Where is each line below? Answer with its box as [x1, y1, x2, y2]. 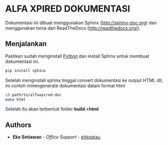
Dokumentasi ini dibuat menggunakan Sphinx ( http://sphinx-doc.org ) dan [5, 20, 157, 26]
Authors [5, 120, 32, 129]
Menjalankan [5, 40, 47, 48]
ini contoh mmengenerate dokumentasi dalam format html [5, 83, 126, 89]
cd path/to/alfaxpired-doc [5, 92, 62, 97]
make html [5, 97, 26, 102]
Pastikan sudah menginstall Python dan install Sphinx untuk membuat [5, 53, 149, 59]
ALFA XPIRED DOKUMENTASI [5, 3, 130, 15]
